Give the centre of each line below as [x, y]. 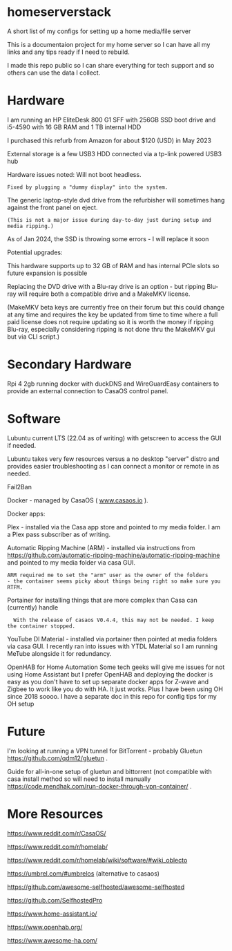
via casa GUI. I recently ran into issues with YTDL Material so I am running [113, 646]
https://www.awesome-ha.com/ [52, 940]
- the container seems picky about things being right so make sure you [114, 581]
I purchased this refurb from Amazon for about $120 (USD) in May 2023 [109, 140]
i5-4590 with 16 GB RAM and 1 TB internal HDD [74, 127]
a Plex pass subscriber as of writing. [59, 534]
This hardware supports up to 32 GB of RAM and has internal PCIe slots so [113, 265]
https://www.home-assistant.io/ [52, 914]
